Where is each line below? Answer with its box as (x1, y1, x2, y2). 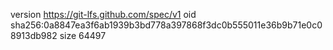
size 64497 (59, 30, 107, 41)
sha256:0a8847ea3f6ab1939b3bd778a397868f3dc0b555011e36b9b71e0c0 (10, 19, 323, 31)
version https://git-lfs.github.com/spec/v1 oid (10, 9, 197, 20)
